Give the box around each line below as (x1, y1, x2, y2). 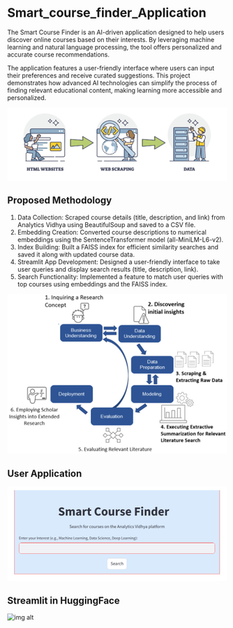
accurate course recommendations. (7, 50, 110, 59)
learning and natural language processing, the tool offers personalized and (7, 43, 222, 51)
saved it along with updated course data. (17, 250, 135, 258)
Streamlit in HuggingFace (7, 594, 120, 606)
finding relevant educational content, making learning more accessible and (7, 86, 222, 94)
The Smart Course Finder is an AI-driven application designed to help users (7, 28, 225, 36)
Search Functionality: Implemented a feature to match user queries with (17, 272, 223, 281)
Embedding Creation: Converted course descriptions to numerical (17, 228, 207, 236)
